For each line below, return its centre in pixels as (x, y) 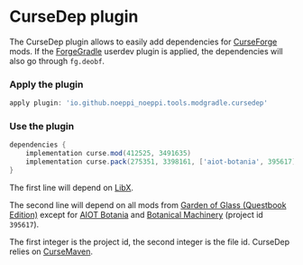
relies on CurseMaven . (51, 251)
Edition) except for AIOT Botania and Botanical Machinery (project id (136, 214)
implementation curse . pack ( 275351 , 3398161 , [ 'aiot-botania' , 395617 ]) (163, 162)
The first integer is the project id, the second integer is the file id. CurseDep (150, 241)
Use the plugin (42, 127)
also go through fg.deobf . (57, 61)
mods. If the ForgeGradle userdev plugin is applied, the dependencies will (146, 51)
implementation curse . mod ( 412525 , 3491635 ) (109, 154)
